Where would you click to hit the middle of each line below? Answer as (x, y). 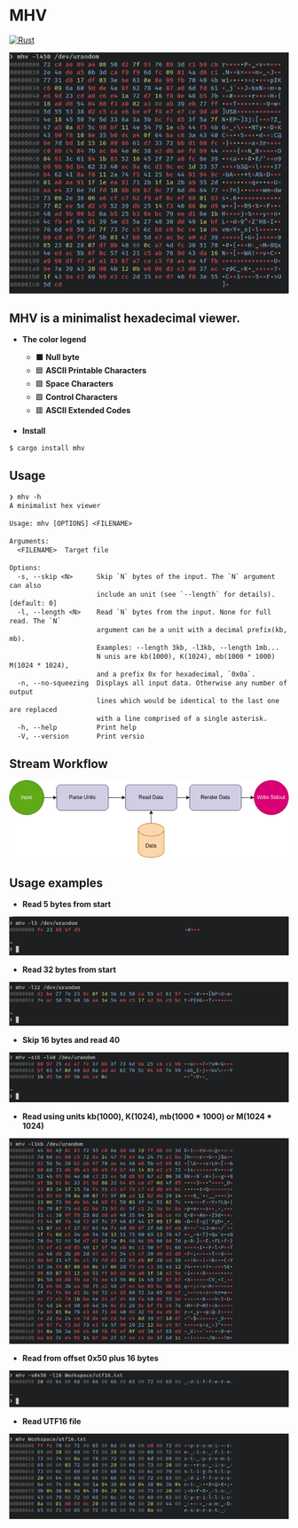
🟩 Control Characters (76, 397)
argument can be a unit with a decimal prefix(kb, (192, 631)
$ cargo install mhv (47, 449)
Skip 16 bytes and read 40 (71, 1039)
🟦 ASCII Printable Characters (91, 371)
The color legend (54, 340)
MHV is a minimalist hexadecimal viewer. (125, 318)
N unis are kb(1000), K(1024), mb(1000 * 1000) (186, 657)
